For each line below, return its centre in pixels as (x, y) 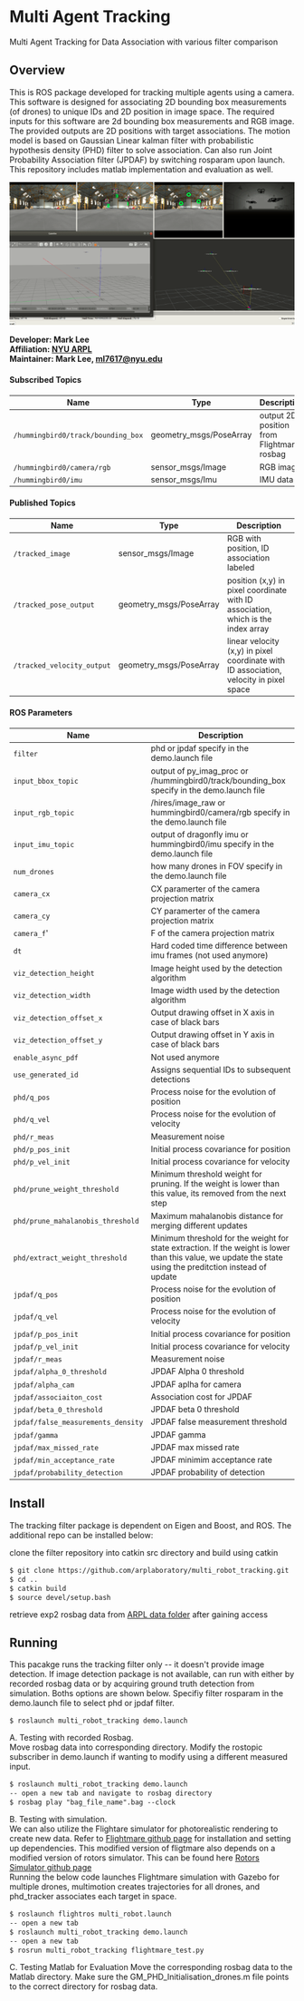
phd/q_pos (32, 1098)
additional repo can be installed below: (81, 1535)
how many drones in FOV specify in (217, 866)
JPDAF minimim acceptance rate (212, 1460)
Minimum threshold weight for (206, 1174)
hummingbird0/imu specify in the (212, 844)
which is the (250, 619)
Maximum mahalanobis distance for (217, 1215)
